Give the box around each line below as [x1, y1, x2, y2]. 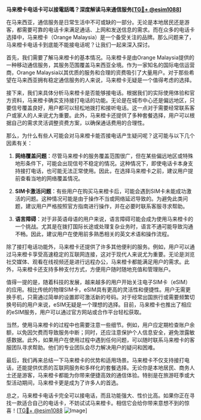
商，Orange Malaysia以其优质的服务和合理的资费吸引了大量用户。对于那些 [6, 69, 190, 76]
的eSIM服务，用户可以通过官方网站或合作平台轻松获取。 [6, 309, 145, 315]
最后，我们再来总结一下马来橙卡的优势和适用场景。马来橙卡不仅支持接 [6, 357, 179, 364]
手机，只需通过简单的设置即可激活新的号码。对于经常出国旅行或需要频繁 [11, 294, 190, 300]
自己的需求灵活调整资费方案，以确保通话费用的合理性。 [11, 120, 148, 126]
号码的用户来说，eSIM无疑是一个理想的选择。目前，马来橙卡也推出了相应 [11, 301, 192, 308]
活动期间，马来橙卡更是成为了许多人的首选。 [11, 379, 121, 386]
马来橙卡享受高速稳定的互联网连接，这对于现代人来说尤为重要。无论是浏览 [11, 251, 195, 258]
